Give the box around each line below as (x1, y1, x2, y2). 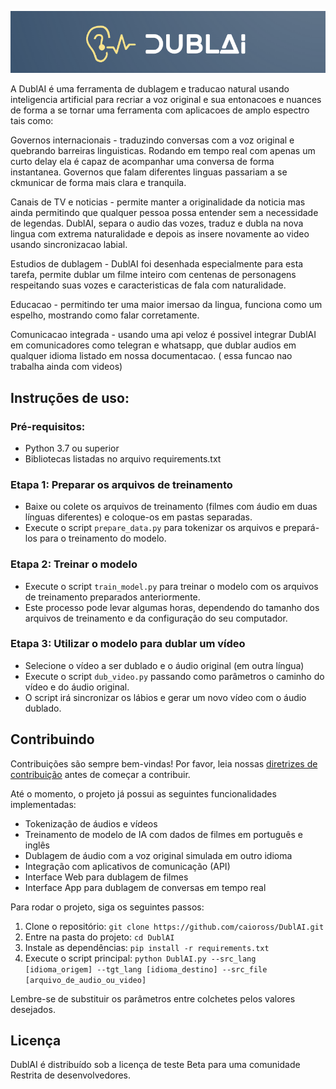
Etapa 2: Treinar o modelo (10, 557, 138, 571)
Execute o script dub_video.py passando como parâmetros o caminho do (24, 670, 325, 682)
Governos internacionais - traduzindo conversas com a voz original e (10, 134, 295, 146)
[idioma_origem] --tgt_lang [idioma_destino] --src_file (24, 964, 268, 975)
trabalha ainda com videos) (10, 361, 123, 373)
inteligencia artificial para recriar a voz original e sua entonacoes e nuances (10, 94, 322, 106)
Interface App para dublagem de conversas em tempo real (24, 881, 267, 893)
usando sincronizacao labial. (10, 239, 128, 251)
